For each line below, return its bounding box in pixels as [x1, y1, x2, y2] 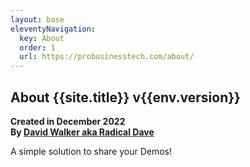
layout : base [10, 14, 65, 25]
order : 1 [19, 42, 56, 53]
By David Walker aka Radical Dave [10, 126, 155, 138]
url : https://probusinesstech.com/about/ [19, 52, 195, 62]
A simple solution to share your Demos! [10, 145, 172, 157]
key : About [19, 33, 65, 43]
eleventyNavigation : [10, 24, 97, 34]
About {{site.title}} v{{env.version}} [10, 89, 241, 106]
